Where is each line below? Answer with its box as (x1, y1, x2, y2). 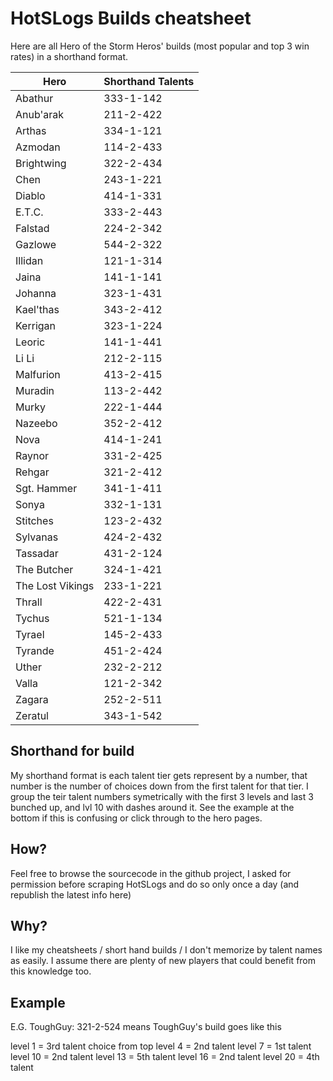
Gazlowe (15, 237, 57, 251)
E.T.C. (15, 205, 44, 219)
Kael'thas (15, 302, 60, 316)
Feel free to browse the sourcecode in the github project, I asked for (10, 867, 292, 879)
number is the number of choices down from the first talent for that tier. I (10, 780, 309, 792)
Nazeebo (15, 416, 58, 430)
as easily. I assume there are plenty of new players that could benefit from (10, 955, 317, 967)
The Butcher (15, 562, 74, 576)
